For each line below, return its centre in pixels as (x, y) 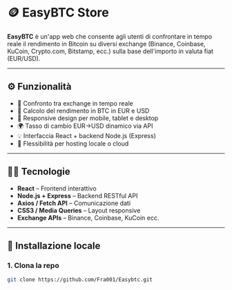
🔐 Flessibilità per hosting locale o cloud (73, 143)
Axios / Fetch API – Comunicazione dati (74, 203)
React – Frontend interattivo (57, 188)
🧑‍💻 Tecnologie (39, 172)
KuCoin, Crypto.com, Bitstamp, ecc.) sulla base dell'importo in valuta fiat (110, 51)
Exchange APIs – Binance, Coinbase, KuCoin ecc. (88, 217)
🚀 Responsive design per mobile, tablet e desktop (88, 118)
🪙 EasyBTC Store (58, 13)
